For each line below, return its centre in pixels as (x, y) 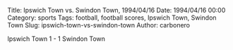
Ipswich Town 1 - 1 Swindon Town (56, 39)
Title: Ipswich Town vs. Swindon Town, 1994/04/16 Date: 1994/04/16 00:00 (116, 10)
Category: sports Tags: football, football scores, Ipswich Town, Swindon (112, 18)
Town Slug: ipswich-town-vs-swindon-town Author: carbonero (99, 25)
